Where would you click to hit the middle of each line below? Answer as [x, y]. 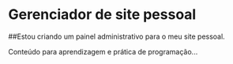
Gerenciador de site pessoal [102, 15]
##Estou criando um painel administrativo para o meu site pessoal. [116, 36]
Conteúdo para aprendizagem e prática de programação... [103, 51]
